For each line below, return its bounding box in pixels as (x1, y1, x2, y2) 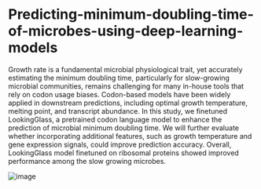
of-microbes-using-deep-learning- (8, 22, 244, 40)
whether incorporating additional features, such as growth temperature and (8, 131, 252, 140)
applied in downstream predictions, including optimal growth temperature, (8, 98, 248, 107)
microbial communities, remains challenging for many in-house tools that (8, 81, 244, 91)
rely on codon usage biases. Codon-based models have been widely (8, 89, 231, 99)
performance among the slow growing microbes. (8, 156, 167, 165)
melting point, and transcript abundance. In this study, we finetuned (8, 106, 228, 115)
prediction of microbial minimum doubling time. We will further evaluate (8, 123, 240, 133)
